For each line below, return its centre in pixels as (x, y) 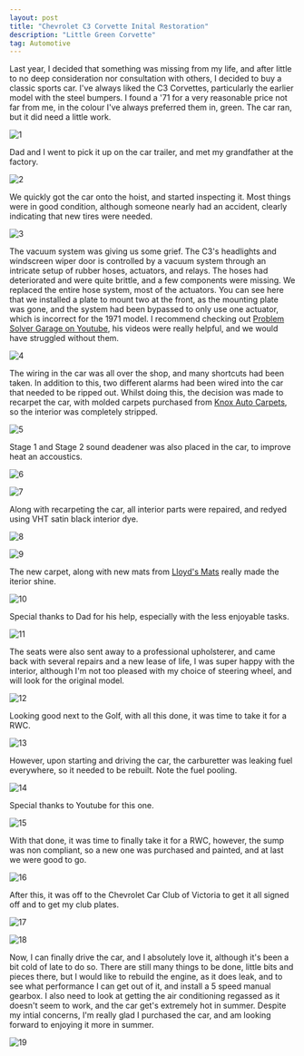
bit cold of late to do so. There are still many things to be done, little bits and (152, 967)
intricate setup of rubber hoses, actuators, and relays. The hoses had (139, 271)
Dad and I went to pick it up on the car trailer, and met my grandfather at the (152, 152)
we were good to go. (48, 860)
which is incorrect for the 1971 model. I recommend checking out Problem (147, 319)
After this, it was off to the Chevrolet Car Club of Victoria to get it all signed (149, 895)
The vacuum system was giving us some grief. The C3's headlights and (143, 251)
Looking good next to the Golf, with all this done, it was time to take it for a (148, 716)
